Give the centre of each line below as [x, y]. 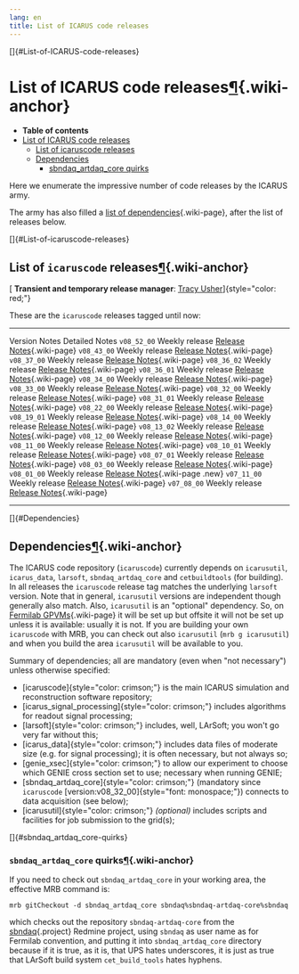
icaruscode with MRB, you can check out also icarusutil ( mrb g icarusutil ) [149, 634]
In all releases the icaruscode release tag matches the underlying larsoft [143, 587]
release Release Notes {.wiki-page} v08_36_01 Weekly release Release [137, 370]
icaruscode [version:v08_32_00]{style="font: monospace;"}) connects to [155, 792]
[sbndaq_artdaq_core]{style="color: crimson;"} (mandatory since [141, 782]
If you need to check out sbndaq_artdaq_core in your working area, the [138, 880]
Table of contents [55, 131]
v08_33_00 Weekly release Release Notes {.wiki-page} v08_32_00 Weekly [140, 389]
